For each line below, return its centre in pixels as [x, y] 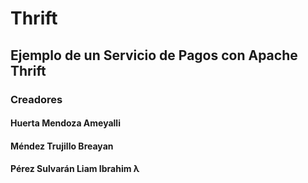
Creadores [36, 99]
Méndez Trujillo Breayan [62, 146]
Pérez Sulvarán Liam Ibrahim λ [75, 169]
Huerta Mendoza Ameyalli [65, 123]
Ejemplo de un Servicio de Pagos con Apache [154, 55]
